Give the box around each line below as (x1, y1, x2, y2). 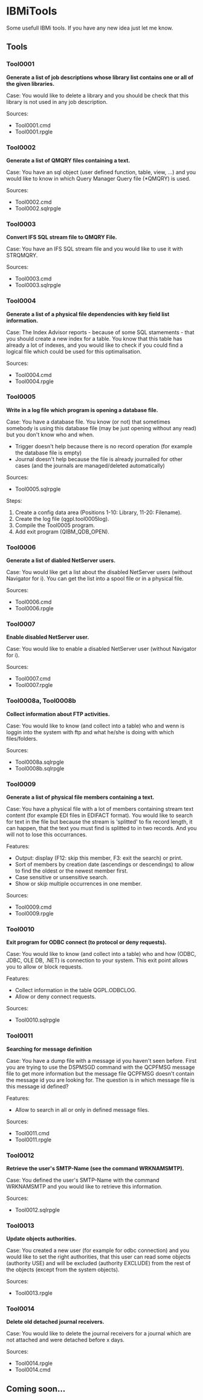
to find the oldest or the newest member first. (14, 867, 128, 874)
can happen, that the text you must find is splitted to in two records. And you (6, 825, 197, 831)
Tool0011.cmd (14, 1129, 50, 1137)
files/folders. (6, 735, 38, 742)
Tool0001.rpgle (14, 128, 53, 135)
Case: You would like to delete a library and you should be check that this (6, 92, 189, 99)
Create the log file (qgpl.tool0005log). (14, 515, 110, 522)
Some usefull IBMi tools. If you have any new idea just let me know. (6, 24, 173, 31)
